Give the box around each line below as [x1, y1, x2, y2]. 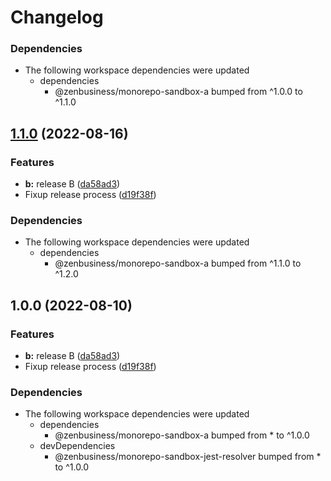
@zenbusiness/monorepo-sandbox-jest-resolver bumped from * [54, 451, 322, 463]
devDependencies [39, 440, 116, 452]
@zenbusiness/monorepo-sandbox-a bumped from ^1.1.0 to [54, 257, 302, 270]
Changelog [10, 6, 104, 29]
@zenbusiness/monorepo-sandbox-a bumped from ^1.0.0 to [54, 86, 303, 98]
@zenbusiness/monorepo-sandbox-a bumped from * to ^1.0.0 [54, 429, 310, 441]
